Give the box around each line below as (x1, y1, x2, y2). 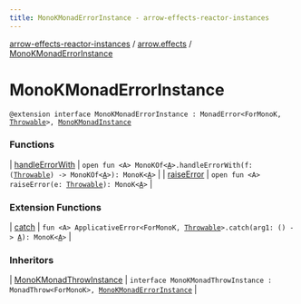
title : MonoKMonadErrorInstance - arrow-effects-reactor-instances (9, 13, 270, 23)
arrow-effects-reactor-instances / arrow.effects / (9, 38, 192, 49)
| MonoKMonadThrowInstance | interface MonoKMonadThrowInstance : (9, 274, 272, 286)
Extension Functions (9, 201, 102, 213)
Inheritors (9, 254, 54, 267)
